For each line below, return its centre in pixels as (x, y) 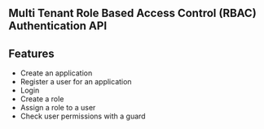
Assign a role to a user (58, 108)
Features (31, 53)
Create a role (42, 99)
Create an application (56, 73)
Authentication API (58, 26)
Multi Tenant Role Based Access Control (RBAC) (132, 13)
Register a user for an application (76, 82)
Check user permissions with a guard (83, 116)
